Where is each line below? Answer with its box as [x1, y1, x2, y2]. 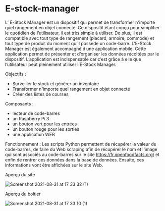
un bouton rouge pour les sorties [12, 126, 80, 132]
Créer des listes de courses [12, 91, 69, 97]
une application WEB [12, 131, 55, 137]
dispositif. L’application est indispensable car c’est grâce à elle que [5, 56, 141, 62]
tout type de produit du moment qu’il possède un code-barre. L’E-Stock [5, 40, 152, 46]
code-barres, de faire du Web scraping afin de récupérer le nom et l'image [5, 146, 158, 152]
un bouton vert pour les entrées [12, 121, 77, 127]
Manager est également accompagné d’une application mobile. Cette [5, 46, 146, 52]
